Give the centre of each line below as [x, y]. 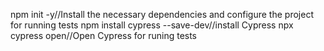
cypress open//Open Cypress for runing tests [104, 35]
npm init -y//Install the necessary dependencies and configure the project [162, 14]
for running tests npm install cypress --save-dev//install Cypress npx [152, 25]
